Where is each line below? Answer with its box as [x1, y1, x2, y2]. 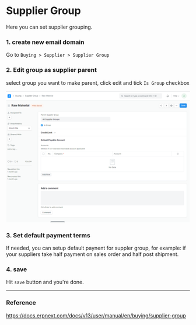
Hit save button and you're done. [6, 279, 85, 286]
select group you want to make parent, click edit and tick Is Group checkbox [6, 79, 190, 86]
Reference [6, 299, 36, 307]
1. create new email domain [6, 38, 85, 46]
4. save [6, 265, 27, 274]
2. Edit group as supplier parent [6, 66, 97, 74]
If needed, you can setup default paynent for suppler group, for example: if [6, 244, 186, 252]
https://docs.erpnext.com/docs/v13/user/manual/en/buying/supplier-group [6, 312, 187, 319]
